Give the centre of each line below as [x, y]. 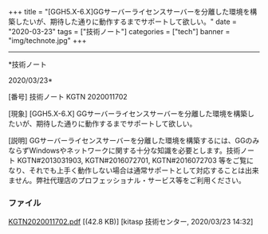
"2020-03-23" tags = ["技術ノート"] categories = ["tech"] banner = [119, 31]
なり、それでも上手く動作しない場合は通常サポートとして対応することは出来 [134, 170]
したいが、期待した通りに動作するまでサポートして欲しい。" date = [126, 21]
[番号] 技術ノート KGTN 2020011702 [68, 97]
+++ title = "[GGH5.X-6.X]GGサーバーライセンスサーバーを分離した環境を [129, 12]
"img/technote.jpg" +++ [47, 41]
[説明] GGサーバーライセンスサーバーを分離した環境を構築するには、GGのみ [134, 140]
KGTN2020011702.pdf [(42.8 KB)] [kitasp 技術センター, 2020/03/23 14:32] [131, 222]
